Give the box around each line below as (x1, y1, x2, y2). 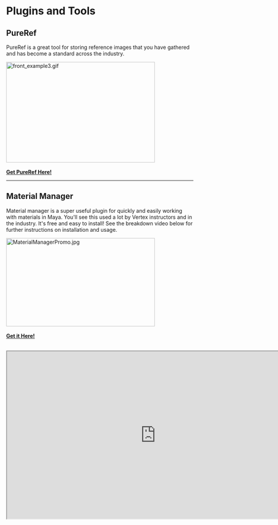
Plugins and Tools (6, 4, 96, 18)
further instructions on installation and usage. (6, 226, 118, 233)
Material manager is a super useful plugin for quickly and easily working (6, 207, 182, 214)
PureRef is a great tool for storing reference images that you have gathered (6, 44, 190, 51)
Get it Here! (6, 332, 35, 339)
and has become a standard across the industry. (6, 50, 125, 57)
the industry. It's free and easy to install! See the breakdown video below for (6, 219, 193, 227)
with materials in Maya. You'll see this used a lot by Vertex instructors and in (6, 213, 192, 220)
